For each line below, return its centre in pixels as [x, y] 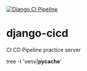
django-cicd [37, 33]
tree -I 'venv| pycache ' [34, 61]
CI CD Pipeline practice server [43, 50]
